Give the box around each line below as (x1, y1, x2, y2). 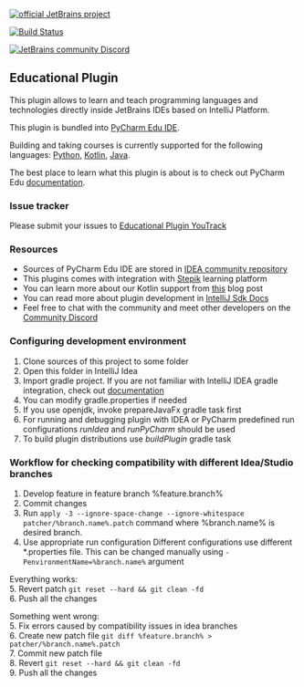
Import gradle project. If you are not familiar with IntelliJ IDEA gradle (22, 375, 278, 386)
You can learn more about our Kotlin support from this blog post (22, 283, 263, 294)
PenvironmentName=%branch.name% (22, 557, 146, 567)
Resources (9, 243, 58, 255)
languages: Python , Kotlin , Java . (9, 149, 131, 160)
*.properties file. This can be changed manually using (22, 546, 224, 557)
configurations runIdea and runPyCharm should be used (22, 423, 236, 434)
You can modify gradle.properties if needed (22, 394, 187, 405)
